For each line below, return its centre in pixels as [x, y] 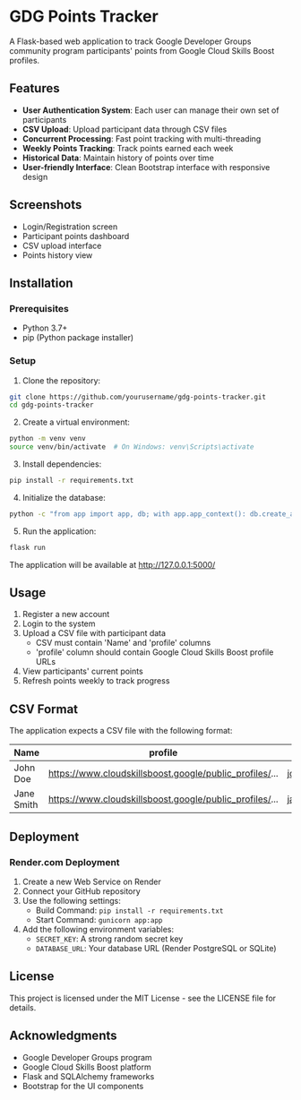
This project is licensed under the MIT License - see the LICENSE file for [142, 998]
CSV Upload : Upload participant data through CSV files [125, 129]
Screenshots [46, 205]
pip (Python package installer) [78, 338]
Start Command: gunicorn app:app [99, 919]
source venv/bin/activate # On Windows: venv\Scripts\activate [132, 447]
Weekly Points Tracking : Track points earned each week [128, 148]
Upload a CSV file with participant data [94, 633]
